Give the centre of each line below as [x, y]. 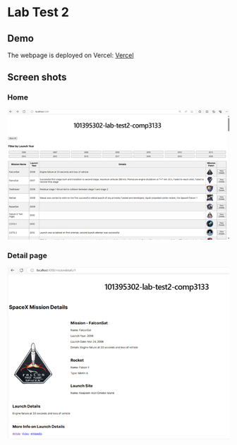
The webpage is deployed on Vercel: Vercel [71, 55]
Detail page [27, 255]
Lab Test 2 [38, 12]
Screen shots [37, 77]
